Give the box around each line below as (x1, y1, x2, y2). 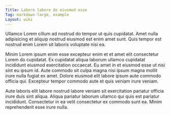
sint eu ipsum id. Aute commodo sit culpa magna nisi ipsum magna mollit (5, 67, 158, 73)
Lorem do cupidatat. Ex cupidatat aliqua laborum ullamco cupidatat (5, 57, 146, 63)
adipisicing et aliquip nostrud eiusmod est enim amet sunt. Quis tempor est (5, 36, 162, 42)
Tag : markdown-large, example (5, 12, 70, 17)
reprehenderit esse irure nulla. (5, 104, 69, 110)
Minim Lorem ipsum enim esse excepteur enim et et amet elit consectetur (5, 51, 159, 57)
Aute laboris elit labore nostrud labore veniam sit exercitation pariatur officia (5, 88, 164, 94)
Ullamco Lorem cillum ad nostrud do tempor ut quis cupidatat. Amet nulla (5, 31, 158, 37)
